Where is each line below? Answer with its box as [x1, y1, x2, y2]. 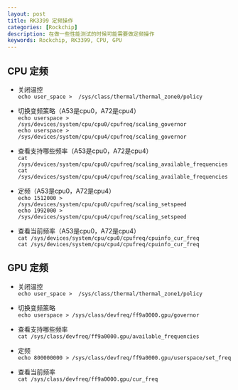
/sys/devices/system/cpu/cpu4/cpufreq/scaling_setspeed [17, 213, 187, 221]
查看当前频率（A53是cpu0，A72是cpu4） [17, 226, 141, 235]
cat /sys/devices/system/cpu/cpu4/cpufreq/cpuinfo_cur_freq [17, 241, 200, 248]
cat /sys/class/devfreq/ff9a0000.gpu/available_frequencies [17, 332, 200, 340]
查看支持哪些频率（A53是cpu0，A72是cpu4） [17, 147, 153, 155]
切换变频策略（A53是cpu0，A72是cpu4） [17, 106, 141, 115]
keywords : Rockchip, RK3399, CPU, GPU [7, 37, 122, 44]
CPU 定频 [7, 65, 48, 77]
